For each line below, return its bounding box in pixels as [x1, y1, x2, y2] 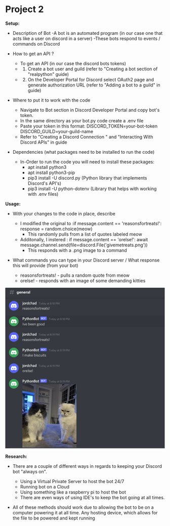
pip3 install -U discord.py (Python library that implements [27, 174, 147, 181]
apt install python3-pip [27, 169, 75, 176]
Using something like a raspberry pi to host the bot [20, 489, 126, 495]
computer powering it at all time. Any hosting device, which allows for [12, 510, 158, 516]
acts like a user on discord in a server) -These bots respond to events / [12, 35, 160, 41]
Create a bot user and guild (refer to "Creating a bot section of [27, 66, 158, 72]
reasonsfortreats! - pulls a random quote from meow [20, 272, 130, 278]
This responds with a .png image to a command [27, 247, 127, 253]
